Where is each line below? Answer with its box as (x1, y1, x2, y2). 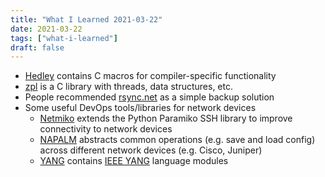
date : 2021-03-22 (10, 24, 83, 34)
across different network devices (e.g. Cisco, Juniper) (39, 144, 263, 156)
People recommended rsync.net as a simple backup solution (24, 91, 275, 103)
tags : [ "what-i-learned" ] (10, 33, 118, 43)
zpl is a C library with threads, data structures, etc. (24, 81, 233, 93)
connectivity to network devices (39, 123, 173, 135)
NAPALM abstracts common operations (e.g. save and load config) (39, 134, 316, 146)
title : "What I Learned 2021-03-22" (10, 14, 163, 25)
